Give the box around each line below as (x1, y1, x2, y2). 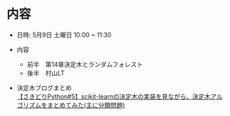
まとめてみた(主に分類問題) (47, 101, 126, 109)
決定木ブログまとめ (16, 83, 72, 92)
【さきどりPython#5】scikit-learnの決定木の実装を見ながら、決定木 (16, 92, 211, 101)
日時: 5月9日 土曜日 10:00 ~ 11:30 (16, 31, 112, 39)
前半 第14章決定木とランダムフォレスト (26, 60, 143, 68)
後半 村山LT (26, 69, 65, 77)
